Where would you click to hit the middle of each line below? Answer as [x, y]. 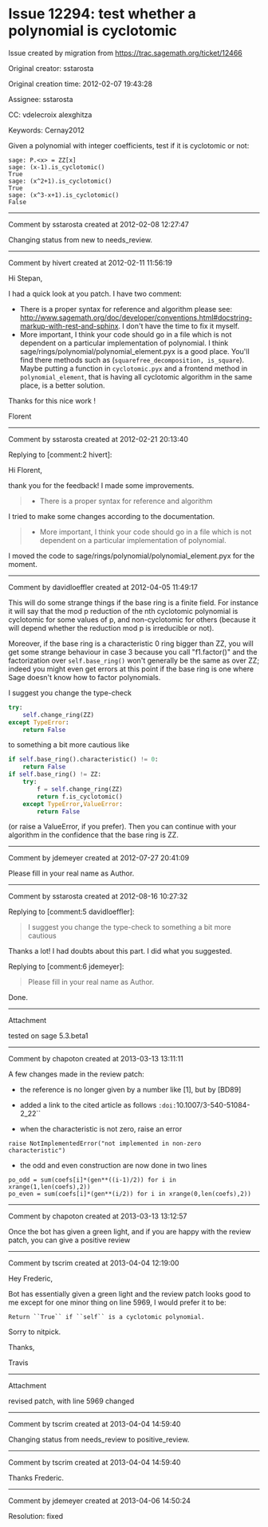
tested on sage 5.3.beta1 [48, 1036]
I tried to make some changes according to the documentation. [112, 516]
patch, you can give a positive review [69, 1240]
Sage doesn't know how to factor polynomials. [85, 677]
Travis [18, 1363]
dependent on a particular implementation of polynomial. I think [124, 343]
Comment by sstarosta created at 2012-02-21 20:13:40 [99, 439]
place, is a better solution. [62, 385]
